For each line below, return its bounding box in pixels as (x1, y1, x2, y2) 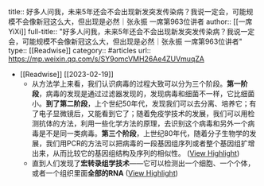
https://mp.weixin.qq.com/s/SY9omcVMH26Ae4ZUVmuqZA (8, 54, 205, 64)
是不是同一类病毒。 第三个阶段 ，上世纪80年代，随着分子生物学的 (38, 129, 250, 138)
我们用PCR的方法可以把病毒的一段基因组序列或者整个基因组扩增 (45, 138, 255, 148)
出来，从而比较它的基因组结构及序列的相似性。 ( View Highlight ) (31, 149, 240, 157)
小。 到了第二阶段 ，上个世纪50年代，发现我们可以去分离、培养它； (31, 99, 250, 108)
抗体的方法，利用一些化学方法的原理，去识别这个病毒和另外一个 (38, 118, 248, 128)
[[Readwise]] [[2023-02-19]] (19, 70, 114, 79)
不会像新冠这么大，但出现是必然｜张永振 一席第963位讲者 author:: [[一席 (14, 17, 253, 26)
